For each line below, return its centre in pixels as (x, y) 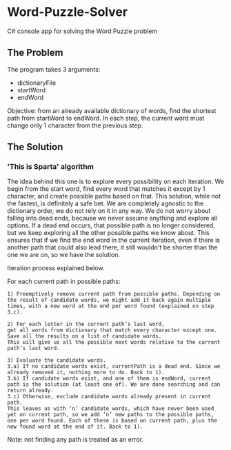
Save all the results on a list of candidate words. (84, 336)
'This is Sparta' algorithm (51, 167)
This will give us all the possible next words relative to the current (114, 342)
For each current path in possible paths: (64, 282)
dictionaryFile (37, 83)
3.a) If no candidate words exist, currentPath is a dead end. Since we (114, 367)
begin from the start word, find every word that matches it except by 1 (106, 189)
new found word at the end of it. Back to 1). (75, 427)
